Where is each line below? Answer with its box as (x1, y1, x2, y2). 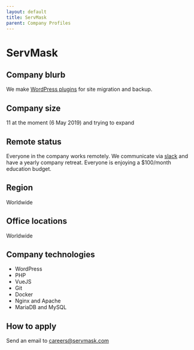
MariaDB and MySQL (14, 304, 67, 311)
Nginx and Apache (14, 297, 61, 304)
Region (6, 183, 33, 193)
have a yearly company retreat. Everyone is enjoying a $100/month (6, 159, 172, 166)
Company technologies (6, 250, 95, 260)
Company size (6, 103, 61, 113)
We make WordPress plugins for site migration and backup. (6, 85, 153, 93)
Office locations (6, 216, 68, 226)
